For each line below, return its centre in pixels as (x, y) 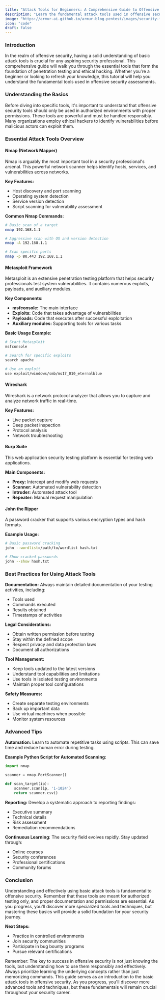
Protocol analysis (30, 430)
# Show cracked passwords (31, 557)
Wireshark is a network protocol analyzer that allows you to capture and (78, 395)
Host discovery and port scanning (46, 191)
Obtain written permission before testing (53, 634)
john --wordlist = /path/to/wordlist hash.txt (51, 548)
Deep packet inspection (36, 425)
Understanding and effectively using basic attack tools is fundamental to (78, 891)
